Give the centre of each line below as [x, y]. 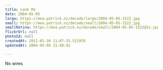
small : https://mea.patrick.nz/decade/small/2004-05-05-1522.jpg [72, 23]
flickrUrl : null [21, 32]
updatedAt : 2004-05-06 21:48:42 [38, 45]
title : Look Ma [20, 9]
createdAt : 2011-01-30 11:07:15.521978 [45, 41]
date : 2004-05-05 [23, 14]
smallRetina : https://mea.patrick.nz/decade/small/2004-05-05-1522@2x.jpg [82, 28]
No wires [14, 63]
